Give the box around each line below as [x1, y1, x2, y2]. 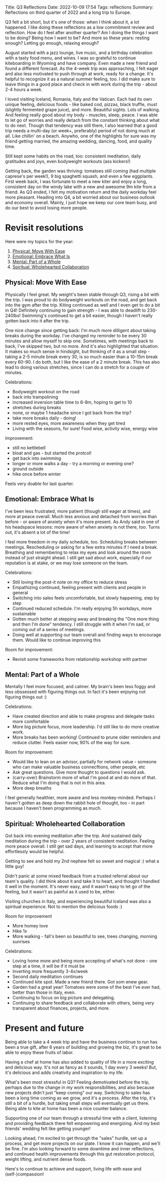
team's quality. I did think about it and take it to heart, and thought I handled [5, 878, 160, 884]
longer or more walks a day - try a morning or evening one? [12, 460, 134, 466]
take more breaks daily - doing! [12, 415, 77, 421]
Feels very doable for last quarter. [5, 481, 74, 486]
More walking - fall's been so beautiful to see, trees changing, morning [12, 933, 158, 939]
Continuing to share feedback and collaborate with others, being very [12, 1000, 155, 1006]
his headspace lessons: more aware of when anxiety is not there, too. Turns [5, 524, 160, 530]
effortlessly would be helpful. [5, 849, 65, 855]
